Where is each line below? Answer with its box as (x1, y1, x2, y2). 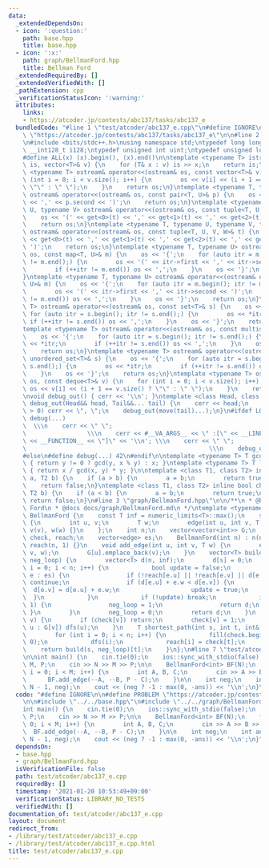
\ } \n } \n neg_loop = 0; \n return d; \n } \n (22, 608, 256, 616)
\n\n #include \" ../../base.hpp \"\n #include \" (22, 698, 181, 706)
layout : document (8, 817, 66, 825)
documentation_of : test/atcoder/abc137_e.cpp (8, 809, 163, 818)
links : (22, 109, 45, 117)
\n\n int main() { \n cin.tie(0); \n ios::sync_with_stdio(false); (22, 653, 263, 662)
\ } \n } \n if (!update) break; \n (22, 594, 217, 602)
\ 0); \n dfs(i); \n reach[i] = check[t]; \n (22, 639, 246, 647)
